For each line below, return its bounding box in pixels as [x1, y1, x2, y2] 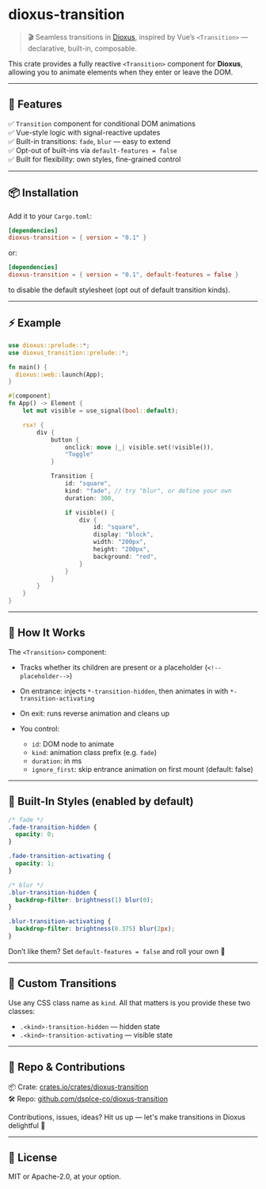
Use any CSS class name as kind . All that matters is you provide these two [8, 997, 251, 1007]
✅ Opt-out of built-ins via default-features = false [8, 145, 177, 155]
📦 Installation [8, 186, 79, 199]
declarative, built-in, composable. [27, 44, 137, 53]
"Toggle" [64, 450, 93, 458]
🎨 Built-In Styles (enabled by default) [8, 795, 194, 808]
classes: [8, 1006, 36, 1016]
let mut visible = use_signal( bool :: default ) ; [22, 407, 179, 415]
